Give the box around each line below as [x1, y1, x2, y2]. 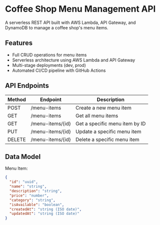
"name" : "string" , [9, 184, 47, 189]
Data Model [5, 152, 41, 161]
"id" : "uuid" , [9, 180, 38, 184]
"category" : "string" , [9, 198, 56, 203]
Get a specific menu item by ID [75, 120, 146, 127]
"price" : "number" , [9, 193, 49, 198]
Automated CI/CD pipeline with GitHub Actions [12, 67, 106, 73]
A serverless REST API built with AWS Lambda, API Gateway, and [5, 20, 136, 25]
